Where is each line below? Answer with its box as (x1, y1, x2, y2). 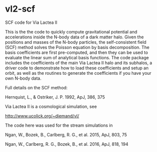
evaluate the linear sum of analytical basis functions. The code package (5, 54, 149, 60)
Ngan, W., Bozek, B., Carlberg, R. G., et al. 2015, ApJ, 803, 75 (5, 132, 127, 137)
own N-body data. (5, 75, 42, 81)
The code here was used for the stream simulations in (5, 122, 113, 128)
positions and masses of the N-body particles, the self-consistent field (5, 39, 147, 45)
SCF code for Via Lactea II (5, 19, 57, 25)
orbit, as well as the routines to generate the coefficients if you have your (5, 70, 152, 76)
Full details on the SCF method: (5, 84, 68, 90)
